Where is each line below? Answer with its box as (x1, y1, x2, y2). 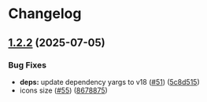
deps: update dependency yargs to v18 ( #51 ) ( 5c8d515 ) (19, 77, 200, 86)
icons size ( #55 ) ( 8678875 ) (19, 86, 108, 95)
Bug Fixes (8, 60, 47, 71)
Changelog (8, 5, 82, 23)
